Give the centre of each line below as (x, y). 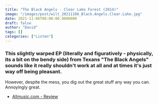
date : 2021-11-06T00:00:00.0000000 (41, 18)
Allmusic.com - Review (35, 97)
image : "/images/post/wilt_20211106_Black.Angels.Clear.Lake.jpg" (74, 14)
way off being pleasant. (34, 72)
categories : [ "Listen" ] (29, 37)
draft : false (18, 23)
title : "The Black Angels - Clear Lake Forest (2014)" (62, 9)
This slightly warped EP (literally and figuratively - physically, (79, 53)
